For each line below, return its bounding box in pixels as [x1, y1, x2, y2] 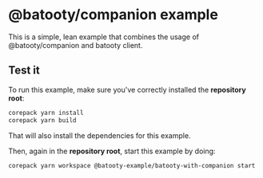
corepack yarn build [8, 116, 78, 125]
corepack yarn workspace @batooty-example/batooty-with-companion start [8, 161, 256, 169]
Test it [8, 64, 40, 77]
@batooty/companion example [8, 6, 218, 24]
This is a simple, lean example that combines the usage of [8, 32, 200, 42]
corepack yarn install [8, 109, 84, 117]
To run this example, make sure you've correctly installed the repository [8, 85, 246, 94]
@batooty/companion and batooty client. [8, 40, 143, 49]
